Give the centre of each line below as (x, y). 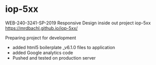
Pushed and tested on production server (54, 58)
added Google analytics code (43, 53)
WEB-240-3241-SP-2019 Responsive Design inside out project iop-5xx (78, 23)
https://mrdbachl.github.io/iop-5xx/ (41, 28)
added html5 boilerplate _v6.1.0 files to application (63, 47)
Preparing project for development (41, 38)
